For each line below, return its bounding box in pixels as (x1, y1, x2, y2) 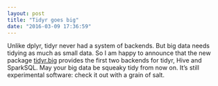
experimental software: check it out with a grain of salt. (7, 71, 165, 79)
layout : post (7, 10, 45, 17)
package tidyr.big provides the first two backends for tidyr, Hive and (7, 56, 202, 65)
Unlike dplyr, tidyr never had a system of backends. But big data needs (7, 42, 210, 50)
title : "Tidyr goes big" (7, 17, 79, 23)
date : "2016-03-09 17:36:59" (7, 23, 92, 30)
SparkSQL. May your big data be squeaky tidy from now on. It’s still (7, 63, 200, 72)
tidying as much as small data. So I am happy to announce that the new (7, 49, 211, 57)
